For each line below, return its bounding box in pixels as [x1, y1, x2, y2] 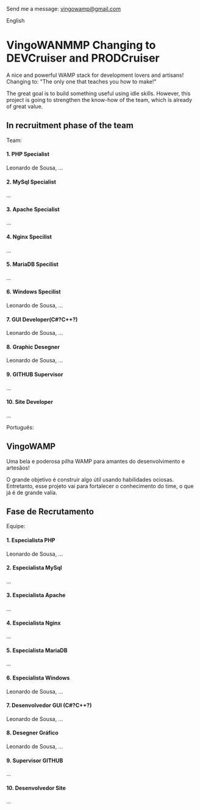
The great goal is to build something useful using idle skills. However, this [6, 90, 191, 97]
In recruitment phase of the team [6, 120, 134, 131]
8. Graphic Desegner [6, 343, 60, 350]
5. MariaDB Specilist [6, 260, 59, 268]
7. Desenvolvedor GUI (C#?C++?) [6, 701, 92, 709]
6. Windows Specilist [6, 288, 61, 295]
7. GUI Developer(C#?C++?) [6, 315, 78, 323]
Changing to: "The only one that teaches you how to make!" [6, 77, 157, 85]
